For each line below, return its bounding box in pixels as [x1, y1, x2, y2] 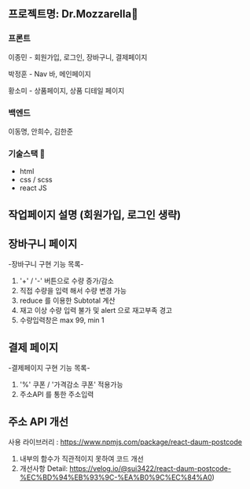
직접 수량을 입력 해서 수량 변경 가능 [19, 286, 127, 296]
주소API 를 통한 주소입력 [19, 390, 94, 399]
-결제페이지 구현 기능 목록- [8, 363, 90, 373]
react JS [19, 183, 47, 193]
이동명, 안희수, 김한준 [8, 127, 73, 136]
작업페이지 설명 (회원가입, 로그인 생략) [8, 208, 182, 222]
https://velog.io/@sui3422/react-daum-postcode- [69, 464, 232, 473]
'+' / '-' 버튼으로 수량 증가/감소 [19, 276, 114, 285]
